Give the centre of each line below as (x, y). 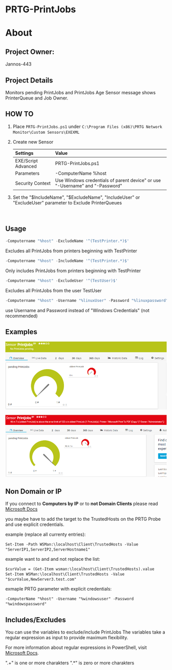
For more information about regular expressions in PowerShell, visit (76, 647)
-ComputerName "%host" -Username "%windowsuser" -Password (70, 599)
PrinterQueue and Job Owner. (37, 98)
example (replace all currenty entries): (46, 535)
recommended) (21, 316)
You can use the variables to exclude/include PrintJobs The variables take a (85, 632)
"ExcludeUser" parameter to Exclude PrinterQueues (67, 202)
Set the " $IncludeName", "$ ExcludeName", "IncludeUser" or (76, 197)
